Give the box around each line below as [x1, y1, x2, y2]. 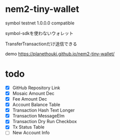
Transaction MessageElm [12, 113, 65, 119]
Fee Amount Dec [12, 96, 47, 102]
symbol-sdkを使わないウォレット [5, 30, 73, 36]
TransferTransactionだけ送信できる [5, 41, 77, 47]
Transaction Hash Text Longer [12, 107, 75, 113]
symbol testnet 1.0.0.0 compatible [5, 20, 75, 26]
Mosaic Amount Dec [12, 90, 55, 96]
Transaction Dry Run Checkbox [12, 119, 77, 125]
